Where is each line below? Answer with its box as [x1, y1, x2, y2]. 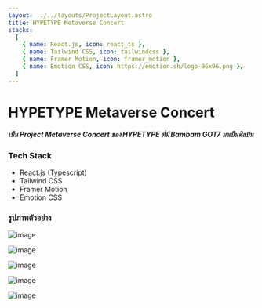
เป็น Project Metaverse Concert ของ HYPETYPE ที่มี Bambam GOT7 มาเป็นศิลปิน [8, 130, 254, 140]
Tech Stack [8, 150, 53, 161]
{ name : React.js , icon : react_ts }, [22, 41, 146, 49]
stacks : [8, 26, 34, 34]
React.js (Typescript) [19, 168, 88, 177]
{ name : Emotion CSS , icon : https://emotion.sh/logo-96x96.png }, [22, 63, 244, 71]
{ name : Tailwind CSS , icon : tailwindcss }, [22, 48, 170, 56]
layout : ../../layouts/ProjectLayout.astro [8, 11, 153, 20]
